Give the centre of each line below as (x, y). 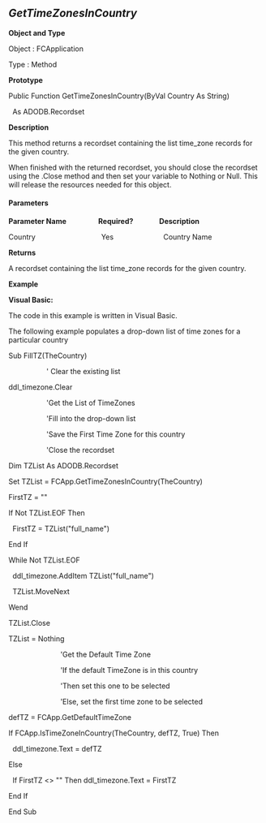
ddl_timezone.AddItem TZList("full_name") (83, 576)
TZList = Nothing (36, 639)
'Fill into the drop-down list (91, 419)
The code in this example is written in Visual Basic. (93, 316)
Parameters (28, 203)
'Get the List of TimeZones (90, 403)
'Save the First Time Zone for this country (116, 434)
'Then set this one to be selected (115, 686)
